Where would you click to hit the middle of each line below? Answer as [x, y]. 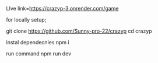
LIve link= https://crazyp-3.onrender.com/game [62, 8]
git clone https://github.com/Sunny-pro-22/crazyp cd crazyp [79, 31]
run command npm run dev [39, 54]
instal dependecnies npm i [38, 42]
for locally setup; [26, 20]
